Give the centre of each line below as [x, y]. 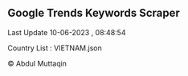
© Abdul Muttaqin [37, 63]
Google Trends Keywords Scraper [94, 13]
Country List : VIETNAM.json [55, 48]
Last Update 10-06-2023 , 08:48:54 [67, 32]
